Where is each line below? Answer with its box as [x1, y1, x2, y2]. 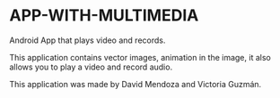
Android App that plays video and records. [9, 35, 166, 45]
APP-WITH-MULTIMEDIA [9, 5, 199, 26]
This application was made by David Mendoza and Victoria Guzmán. [9, 78, 262, 89]
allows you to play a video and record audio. [9, 61, 173, 72]
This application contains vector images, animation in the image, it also [9, 52, 271, 62]
